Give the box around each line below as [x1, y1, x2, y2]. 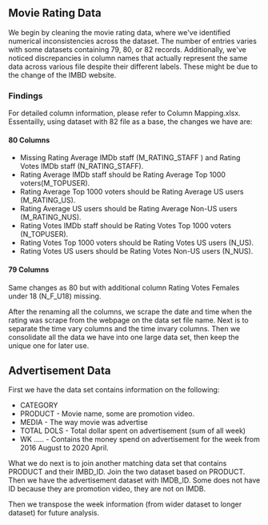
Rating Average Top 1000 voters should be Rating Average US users [19, 187, 244, 197]
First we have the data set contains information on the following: [8, 385, 220, 395]
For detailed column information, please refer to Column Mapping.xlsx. [8, 108, 242, 118]
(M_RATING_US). [19, 195, 76, 205]
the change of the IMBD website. [8, 70, 117, 79]
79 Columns [8, 264, 50, 275]
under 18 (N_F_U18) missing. [8, 291, 102, 301]
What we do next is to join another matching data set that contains [8, 459, 227, 468]
